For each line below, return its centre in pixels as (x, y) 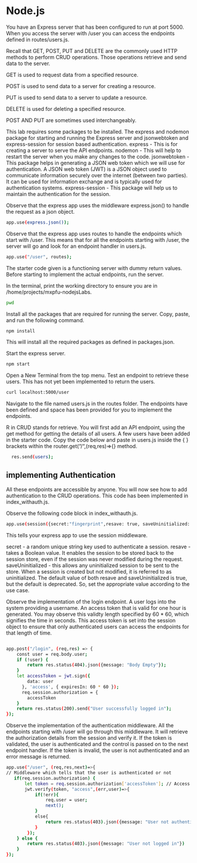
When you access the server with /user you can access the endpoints (90, 33)
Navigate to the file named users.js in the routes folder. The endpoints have (97, 404)
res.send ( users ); (33, 457)
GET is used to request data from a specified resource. (72, 75)
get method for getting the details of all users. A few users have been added (98, 434)
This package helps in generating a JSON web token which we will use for (96, 163)
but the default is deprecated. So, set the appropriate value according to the (98, 584)
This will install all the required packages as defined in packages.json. (90, 342)
